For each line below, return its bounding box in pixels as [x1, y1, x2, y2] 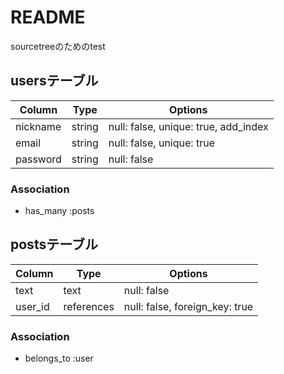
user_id [15, 299, 50, 313]
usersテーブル [10, 72, 99, 90]
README [10, 6, 86, 29]
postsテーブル [10, 236, 98, 253]
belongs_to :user [24, 352, 94, 365]
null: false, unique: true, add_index [108, 119, 269, 133]
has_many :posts [24, 205, 95, 217]
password [15, 152, 62, 166]
